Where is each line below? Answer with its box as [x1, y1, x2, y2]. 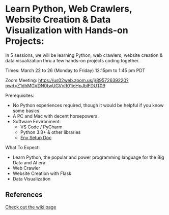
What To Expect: [5, 144, 40, 150]
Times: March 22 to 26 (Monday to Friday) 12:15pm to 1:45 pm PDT [5, 67, 146, 74]
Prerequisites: [5, 92, 35, 98]
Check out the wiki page [5, 204, 57, 210]
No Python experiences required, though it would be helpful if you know [12, 102, 164, 108]
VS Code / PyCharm [20, 124, 63, 130]
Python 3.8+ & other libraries [20, 129, 81, 135]
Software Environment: [12, 118, 61, 124]
